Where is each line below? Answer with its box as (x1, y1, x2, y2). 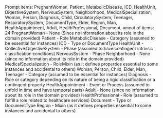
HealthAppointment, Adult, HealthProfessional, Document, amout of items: (5, 25, 154, 31)
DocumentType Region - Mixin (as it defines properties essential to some (5, 102, 151, 108)
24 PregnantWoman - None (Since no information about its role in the (5, 30, 145, 36)
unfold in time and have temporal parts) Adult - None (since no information (5, 87, 155, 93)
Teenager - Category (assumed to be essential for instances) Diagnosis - (5, 72, 152, 77)
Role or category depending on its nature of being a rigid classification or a (5, 77, 156, 82)
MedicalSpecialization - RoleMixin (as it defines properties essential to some (5, 61, 158, 67)
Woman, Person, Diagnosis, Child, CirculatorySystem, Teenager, (5, 15, 134, 20)
